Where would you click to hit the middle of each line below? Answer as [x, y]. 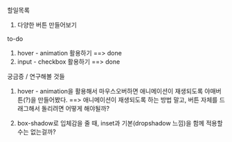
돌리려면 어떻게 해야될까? [75, 108]
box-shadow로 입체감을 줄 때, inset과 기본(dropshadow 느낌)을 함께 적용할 [120, 123]
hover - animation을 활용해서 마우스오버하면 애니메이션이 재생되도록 [110, 91]
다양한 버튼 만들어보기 [47, 25]
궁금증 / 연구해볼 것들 [36, 76]
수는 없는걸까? [37, 132]
